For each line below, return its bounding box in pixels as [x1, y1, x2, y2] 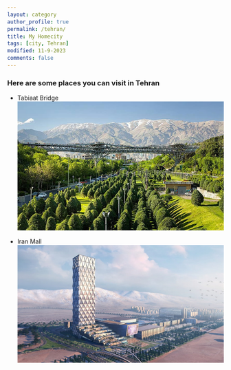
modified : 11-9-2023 [7, 47, 67, 54]
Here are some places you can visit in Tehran [7, 78, 160, 87]
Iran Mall [16, 237, 43, 246]
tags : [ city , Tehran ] [7, 40, 69, 47]
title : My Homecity [7, 33, 63, 40]
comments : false [7, 55, 54, 62]
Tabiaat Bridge [16, 94, 59, 102]
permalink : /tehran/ [7, 25, 67, 32]
